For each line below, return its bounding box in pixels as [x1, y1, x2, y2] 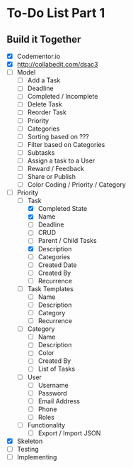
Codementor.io [16, 52, 61, 60]
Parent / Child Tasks [37, 236, 97, 245]
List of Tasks [37, 364, 76, 374]
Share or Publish [27, 172, 76, 180]
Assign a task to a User [27, 156, 96, 165]
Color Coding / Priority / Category [27, 180, 127, 189]
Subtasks [27, 148, 55, 157]
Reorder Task [27, 108, 66, 116]
